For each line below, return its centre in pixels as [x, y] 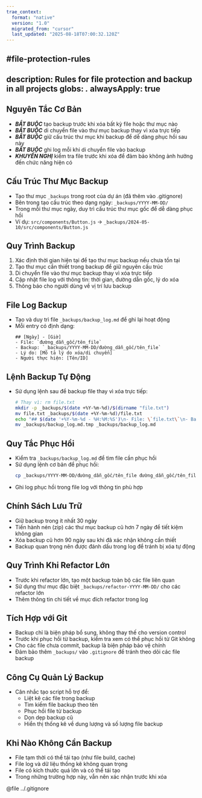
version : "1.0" [31, 23]
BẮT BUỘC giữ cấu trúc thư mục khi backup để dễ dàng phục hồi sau [101, 137]
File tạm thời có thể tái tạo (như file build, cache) [75, 758]
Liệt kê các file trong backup [59, 698]
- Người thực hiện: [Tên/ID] [52, 358]
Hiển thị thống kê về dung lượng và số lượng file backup [93, 724]
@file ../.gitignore [28, 788]
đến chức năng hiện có [43, 162]
